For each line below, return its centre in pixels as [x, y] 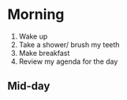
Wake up [33, 36]
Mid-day [29, 86]
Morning [36, 15]
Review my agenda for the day [68, 61]
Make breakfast [44, 53]
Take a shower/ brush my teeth [69, 44]
